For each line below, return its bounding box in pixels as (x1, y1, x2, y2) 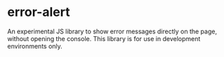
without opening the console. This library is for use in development (7, 34, 201, 42)
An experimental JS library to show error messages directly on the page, (7, 27, 218, 35)
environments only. (7, 42, 63, 50)
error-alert (7, 4, 70, 20)
